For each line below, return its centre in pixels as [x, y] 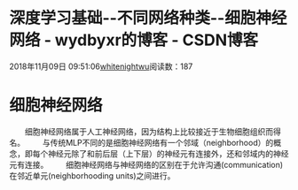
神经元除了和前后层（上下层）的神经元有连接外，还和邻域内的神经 [168, 153]
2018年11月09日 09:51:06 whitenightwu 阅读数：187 [101, 66]
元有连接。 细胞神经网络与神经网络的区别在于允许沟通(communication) [146, 164]
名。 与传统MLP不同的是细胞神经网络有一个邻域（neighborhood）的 [141, 142]
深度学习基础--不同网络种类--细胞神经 [148, 18]
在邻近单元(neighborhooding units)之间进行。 [92, 175]
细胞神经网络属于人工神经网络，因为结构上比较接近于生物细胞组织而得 [153, 131]
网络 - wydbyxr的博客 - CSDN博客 [134, 40]
